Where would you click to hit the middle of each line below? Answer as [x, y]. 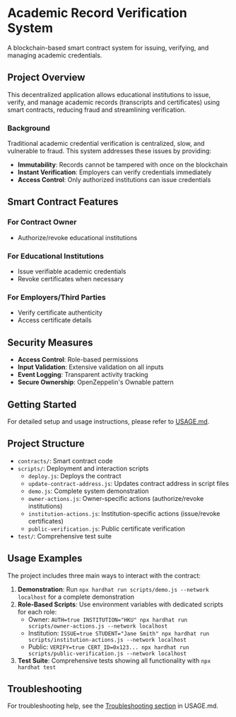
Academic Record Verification [97, 13]
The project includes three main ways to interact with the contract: [104, 575]
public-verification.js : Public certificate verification [107, 529]
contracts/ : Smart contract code [65, 461]
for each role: [37, 611]
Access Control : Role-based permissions [78, 360]
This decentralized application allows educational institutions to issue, [109, 94]
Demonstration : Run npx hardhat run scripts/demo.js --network [113, 589]
